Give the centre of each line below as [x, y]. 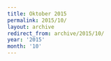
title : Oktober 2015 [37, 14]
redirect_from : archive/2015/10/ [56, 33]
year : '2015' [26, 40]
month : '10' [24, 46]
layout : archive [31, 27]
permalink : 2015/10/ [37, 20]
